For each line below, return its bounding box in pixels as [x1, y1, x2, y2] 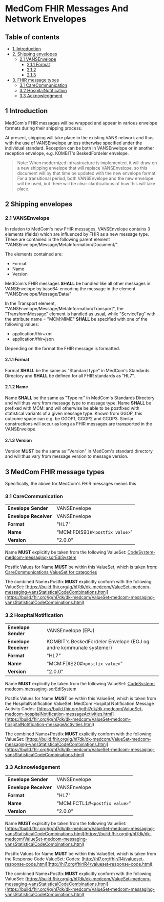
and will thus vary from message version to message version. [5, 453, 128, 459]
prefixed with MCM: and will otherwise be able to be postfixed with [5, 405, 140, 411]
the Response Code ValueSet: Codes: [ [5, 856, 83, 862]
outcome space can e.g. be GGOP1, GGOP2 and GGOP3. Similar [5, 415, 134, 422]
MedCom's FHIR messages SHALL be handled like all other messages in [5, 280, 151, 286]
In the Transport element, [5, 300, 56, 306]
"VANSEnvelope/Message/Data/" [5, 291, 72, 297]
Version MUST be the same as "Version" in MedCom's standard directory [5, 448, 153, 454]
